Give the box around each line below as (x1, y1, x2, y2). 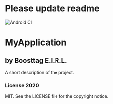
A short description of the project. (5, 69, 74, 75)
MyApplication (5, 37, 67, 48)
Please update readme (5, 3, 100, 14)
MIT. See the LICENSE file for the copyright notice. (5, 93, 109, 99)
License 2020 (5, 82, 39, 89)
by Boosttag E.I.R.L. (5, 56, 67, 65)
